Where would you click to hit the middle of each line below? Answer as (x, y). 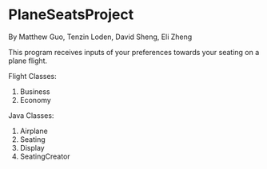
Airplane (34, 131)
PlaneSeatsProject (71, 15)
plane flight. (28, 61)
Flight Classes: (33, 76)
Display (32, 147)
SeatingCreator (45, 156)
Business (35, 91)
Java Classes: (31, 115)
